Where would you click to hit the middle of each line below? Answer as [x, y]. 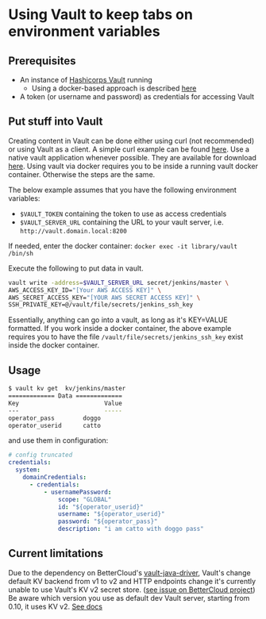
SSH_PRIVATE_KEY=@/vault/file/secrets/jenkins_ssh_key [101, 305]
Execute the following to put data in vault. [76, 268]
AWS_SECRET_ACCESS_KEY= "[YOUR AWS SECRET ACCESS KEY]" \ [104, 298]
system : [28, 470]
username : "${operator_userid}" [112, 514]
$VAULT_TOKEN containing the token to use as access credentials [123, 213]
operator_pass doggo [55, 418]
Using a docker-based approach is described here [114, 88]
